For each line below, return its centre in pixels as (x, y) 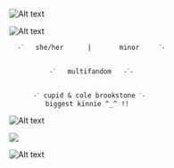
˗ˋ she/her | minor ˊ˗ (91, 47)
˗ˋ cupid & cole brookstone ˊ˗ (89, 96)
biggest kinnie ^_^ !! (87, 104)
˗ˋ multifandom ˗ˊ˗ (91, 71)
